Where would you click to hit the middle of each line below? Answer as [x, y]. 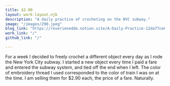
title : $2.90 [19, 10]
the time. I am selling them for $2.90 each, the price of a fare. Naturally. [80, 78]
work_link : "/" [21, 33]
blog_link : [17, 29]
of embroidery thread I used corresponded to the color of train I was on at [82, 72]
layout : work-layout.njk [31, 15]
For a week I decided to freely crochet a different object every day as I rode [84, 56]
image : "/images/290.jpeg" [34, 24]
